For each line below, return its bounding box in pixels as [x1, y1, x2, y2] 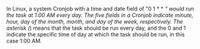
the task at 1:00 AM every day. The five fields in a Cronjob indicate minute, [6, 11, 193, 19]
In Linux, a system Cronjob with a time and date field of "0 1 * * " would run [6, 5, 195, 12]
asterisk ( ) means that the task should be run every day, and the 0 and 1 [6, 24, 186, 31]
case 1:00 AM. [6, 38, 43, 44]
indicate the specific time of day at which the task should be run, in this [6, 31, 185, 38]
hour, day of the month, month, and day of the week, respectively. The [6, 18, 184, 25]
